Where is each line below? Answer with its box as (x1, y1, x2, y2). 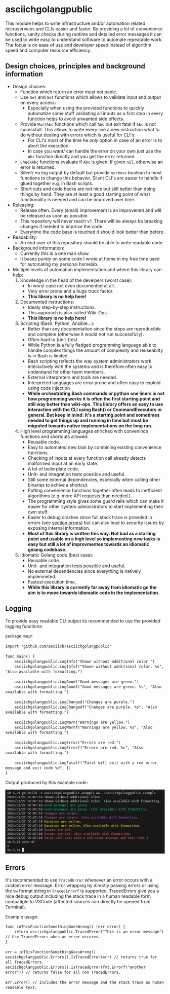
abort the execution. (27, 142, 70, 149)
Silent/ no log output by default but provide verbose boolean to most (20, 169, 162, 175)
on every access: (20, 99, 56, 105)
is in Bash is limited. (27, 352, 69, 358)
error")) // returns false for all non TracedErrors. (5, 970, 121, 975)
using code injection (27, 385, 70, 391)
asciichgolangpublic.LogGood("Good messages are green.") (14, 679, 139, 684)
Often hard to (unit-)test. (27, 336, 79, 343)
